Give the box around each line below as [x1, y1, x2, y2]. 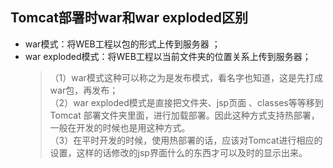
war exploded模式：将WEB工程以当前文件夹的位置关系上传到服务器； [24, 50, 312, 62]
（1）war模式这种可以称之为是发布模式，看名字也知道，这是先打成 [49, 71, 323, 83]
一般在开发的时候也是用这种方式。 [49, 121, 191, 133]
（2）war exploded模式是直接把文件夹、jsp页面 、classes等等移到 [49, 96, 324, 108]
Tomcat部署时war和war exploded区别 [10, 9, 248, 27]
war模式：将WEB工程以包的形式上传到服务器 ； [24, 38, 221, 50]
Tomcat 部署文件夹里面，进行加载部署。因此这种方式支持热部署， [49, 109, 320, 121]
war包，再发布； [49, 84, 119, 96]
